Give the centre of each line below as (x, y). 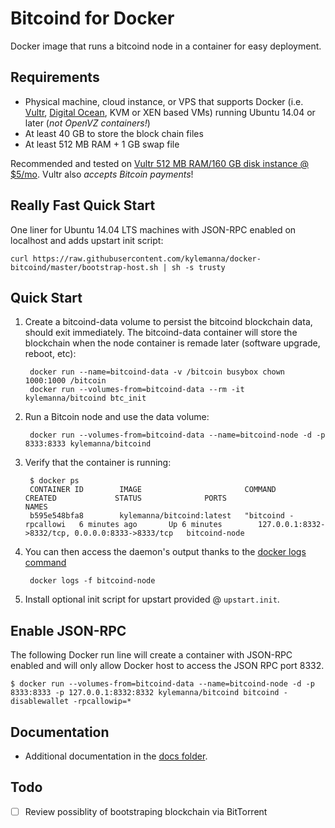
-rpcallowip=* (102, 702)
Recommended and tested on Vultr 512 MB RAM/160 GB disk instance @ (159, 163)
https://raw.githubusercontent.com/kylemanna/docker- (147, 258)
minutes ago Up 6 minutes (155, 525)
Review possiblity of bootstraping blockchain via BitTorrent (146, 811)
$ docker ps (54, 481)
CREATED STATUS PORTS (125, 498)
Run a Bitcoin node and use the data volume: (117, 417)
